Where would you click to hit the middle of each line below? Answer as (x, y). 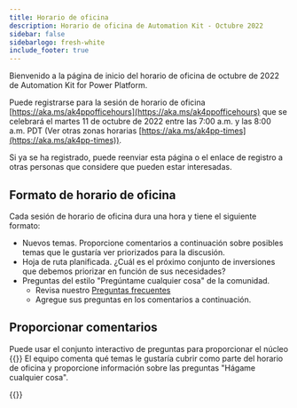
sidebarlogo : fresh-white (57, 42)
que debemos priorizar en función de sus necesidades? (124, 271)
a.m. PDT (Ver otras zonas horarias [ (75, 131)
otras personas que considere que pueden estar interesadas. (121, 167)
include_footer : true (49, 51)
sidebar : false (37, 34)
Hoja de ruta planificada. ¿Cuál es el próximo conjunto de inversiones (148, 261)
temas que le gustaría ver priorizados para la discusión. (124, 252)
